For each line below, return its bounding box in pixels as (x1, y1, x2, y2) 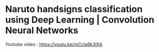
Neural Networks (5, 25, 78, 36)
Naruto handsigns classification (5, 3, 143, 15)
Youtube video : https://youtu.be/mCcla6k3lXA (5, 41, 103, 47)
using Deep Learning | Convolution (5, 14, 154, 25)
